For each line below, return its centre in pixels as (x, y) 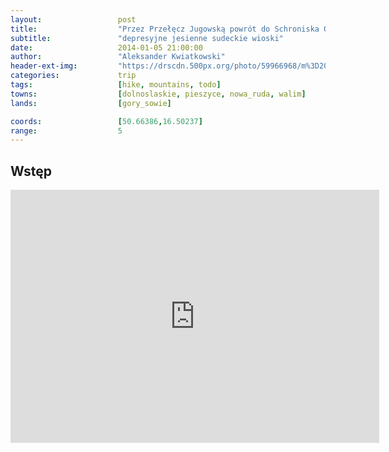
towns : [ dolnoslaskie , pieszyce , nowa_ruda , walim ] (158, 94)
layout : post (73, 19)
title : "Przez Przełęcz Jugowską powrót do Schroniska (165, 29)
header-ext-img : (44, 66)
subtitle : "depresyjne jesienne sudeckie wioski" (147, 38)
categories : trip (73, 76)
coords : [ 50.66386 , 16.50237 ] (106, 121)
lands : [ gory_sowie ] (91, 103)
